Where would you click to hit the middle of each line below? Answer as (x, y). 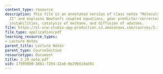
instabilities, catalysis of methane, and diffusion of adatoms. (77, 23)
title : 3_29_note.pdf (27, 59)
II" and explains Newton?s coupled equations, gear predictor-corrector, (85, 18)
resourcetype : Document (29, 55)
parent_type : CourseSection (33, 50)
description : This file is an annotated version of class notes (71, 14)
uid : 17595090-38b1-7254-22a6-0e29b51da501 (50, 64)
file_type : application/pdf (33, 32)
